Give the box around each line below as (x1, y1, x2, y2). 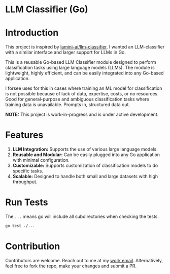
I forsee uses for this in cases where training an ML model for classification (5, 85, 162, 91)
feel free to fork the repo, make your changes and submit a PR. (5, 263, 137, 269)
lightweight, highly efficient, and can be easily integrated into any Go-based (5, 70, 164, 76)
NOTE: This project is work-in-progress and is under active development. (5, 111, 159, 118)
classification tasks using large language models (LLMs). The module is (5, 65, 155, 71)
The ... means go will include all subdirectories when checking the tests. (5, 213, 159, 219)
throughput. (12, 179, 38, 185)
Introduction (5, 27, 59, 39)
